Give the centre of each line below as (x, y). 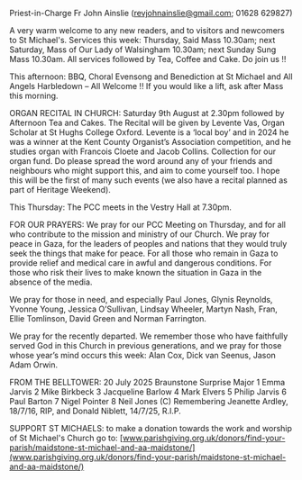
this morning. (34, 95)
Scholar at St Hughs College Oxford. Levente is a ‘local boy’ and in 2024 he (149, 132)
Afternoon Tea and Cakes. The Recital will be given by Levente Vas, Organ (147, 122)
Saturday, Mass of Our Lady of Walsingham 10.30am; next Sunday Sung (143, 50)
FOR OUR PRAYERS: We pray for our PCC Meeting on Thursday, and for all (148, 225)
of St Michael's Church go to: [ (66, 438)
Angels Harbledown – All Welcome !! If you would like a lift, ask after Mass (146, 86)
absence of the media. (51, 282)
